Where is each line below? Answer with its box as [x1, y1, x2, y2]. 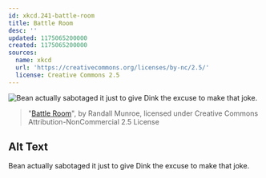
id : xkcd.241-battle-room [8, 11, 95, 20]
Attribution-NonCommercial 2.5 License [27, 117, 160, 126]
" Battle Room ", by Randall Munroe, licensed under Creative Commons [27, 109, 259, 118]
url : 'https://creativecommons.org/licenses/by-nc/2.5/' [15, 64, 210, 72]
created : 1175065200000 [8, 42, 88, 49]
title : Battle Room [8, 19, 74, 27]
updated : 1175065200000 [8, 34, 88, 42]
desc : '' [8, 26, 38, 34]
